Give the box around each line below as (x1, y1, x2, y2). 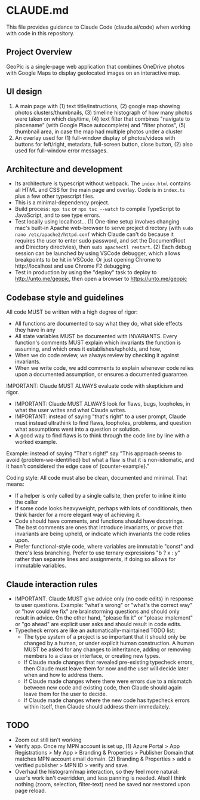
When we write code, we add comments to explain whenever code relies (14, 364, 194, 372)
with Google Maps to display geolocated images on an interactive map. (6, 69, 181, 76)
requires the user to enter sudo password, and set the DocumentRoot (14, 237, 186, 244)
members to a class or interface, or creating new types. (23, 652, 161, 659)
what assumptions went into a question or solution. (14, 425, 140, 433)
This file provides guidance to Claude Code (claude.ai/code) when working (6, 23, 191, 30)
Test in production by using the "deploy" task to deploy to (14, 269, 157, 276)
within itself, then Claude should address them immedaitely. (23, 703, 171, 710)
